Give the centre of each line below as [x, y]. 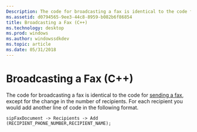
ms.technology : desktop [35, 28]
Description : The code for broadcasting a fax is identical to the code [97, 11]
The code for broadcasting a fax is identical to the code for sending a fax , [95, 95]
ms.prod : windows [27, 33]
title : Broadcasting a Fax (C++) [47, 22]
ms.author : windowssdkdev [38, 39]
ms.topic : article [28, 45]
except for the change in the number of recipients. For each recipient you [94, 101]
